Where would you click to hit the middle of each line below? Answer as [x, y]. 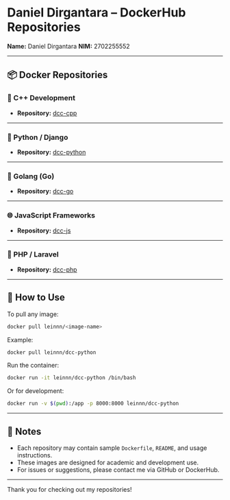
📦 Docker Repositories [57, 75]
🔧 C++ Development [41, 98]
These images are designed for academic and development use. [108, 462]
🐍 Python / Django [38, 137]
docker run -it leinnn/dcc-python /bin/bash [72, 378]
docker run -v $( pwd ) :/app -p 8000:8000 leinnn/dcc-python [93, 404]
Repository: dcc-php [47, 270]
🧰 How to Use [36, 297]
